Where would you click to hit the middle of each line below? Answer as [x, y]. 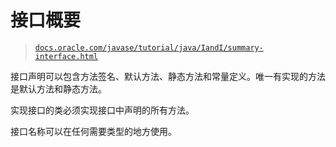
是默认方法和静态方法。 [58, 88]
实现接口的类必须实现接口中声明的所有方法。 [102, 110]
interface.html [66, 56]
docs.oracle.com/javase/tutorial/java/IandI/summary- [149, 47]
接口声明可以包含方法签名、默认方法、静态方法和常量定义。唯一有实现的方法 [168, 76]
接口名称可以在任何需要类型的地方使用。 [93, 131]
